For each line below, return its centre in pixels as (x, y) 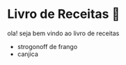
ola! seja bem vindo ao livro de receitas (63, 33)
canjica (27, 54)
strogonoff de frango (47, 46)
